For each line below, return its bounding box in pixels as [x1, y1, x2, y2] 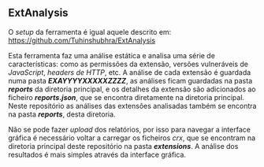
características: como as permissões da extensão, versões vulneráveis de [8, 59, 248, 69]
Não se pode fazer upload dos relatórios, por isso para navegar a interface [8, 124, 251, 134]
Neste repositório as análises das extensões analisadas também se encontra [8, 101, 257, 110]
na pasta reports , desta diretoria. [8, 109, 116, 119]
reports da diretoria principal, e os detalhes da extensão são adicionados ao [8, 84, 256, 94]
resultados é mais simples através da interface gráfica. [8, 150, 187, 159]
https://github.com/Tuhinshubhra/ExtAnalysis [8, 35, 156, 45]
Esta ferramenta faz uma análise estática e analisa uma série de [8, 50, 215, 60]
